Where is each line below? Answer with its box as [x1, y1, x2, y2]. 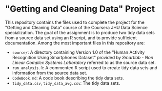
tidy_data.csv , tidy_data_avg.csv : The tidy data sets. [12, 80, 121, 86]
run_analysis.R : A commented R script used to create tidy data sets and [12, 64, 158, 71]
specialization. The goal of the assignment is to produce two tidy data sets [5, 30, 155, 35]
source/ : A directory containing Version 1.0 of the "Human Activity [12, 49, 145, 55]
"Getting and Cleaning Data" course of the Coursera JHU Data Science [5, 24, 148, 30]
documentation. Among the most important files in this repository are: [5, 40, 145, 45]
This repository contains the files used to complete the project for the [5, 19, 145, 25]
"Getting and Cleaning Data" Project [5, 3, 155, 15]
